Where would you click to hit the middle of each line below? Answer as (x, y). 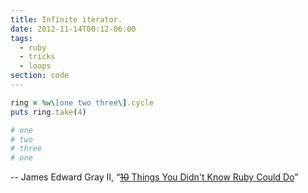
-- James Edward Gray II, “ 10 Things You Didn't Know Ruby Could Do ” (154, 177)
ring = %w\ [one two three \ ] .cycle (82, 102)
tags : (21, 38)
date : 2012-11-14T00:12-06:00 (73, 29)
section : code (40, 76)
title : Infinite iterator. (66, 19)
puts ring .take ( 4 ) (48, 112)
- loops (35, 66)
